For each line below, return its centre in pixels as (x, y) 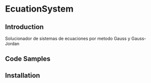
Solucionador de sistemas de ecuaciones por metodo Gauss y (68, 38)
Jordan (12, 44)
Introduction (25, 27)
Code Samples (28, 59)
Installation (23, 75)
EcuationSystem (39, 9)
